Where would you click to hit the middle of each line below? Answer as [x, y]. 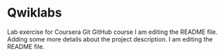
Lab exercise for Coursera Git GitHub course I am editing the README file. [113, 32]
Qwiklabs [34, 13]
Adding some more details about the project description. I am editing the [110, 39]
